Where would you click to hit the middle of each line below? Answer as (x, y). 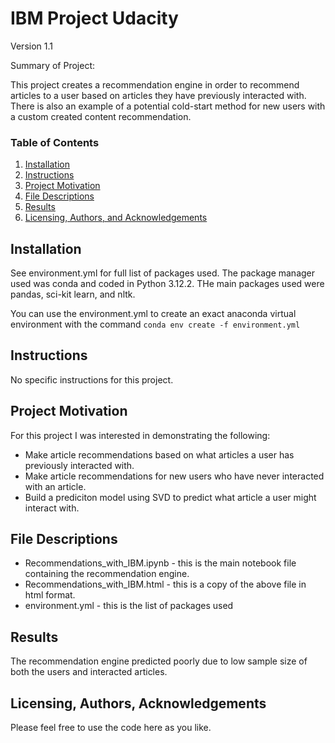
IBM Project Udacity (94, 18)
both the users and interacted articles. (89, 672)
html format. (50, 595)
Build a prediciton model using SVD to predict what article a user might (170, 497)
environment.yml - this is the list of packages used (129, 606)
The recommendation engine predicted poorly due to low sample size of (159, 661)
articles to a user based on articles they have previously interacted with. (158, 95)
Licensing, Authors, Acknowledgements (138, 703)
